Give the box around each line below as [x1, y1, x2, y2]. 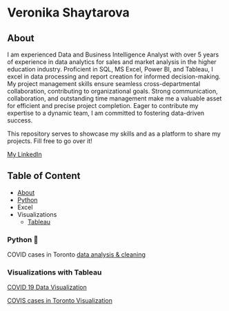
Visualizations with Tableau [7, 268, 102, 277]
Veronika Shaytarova [7, 5, 130, 21]
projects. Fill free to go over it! [7, 137, 92, 145]
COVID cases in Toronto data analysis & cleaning [7, 250, 146, 259]
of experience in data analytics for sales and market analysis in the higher [7, 58, 217, 66]
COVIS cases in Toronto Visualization [7, 297, 112, 305]
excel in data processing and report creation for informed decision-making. [7, 72, 221, 81]
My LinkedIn [7, 150, 43, 158]
